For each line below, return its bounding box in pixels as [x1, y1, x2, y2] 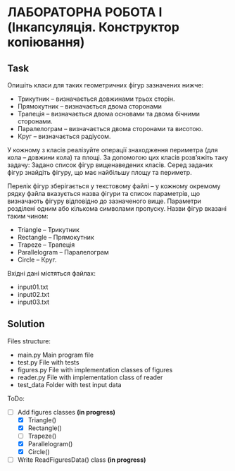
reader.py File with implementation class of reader [17, 373, 163, 381]
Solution [7, 318, 45, 330]
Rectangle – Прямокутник [17, 233, 94, 241]
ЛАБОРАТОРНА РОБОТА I [7, 4, 163, 20]
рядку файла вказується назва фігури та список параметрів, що [7, 190, 201, 197]
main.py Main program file [17, 350, 94, 359]
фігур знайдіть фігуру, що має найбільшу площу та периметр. [7, 169, 192, 176]
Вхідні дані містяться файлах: [7, 269, 96, 277]
